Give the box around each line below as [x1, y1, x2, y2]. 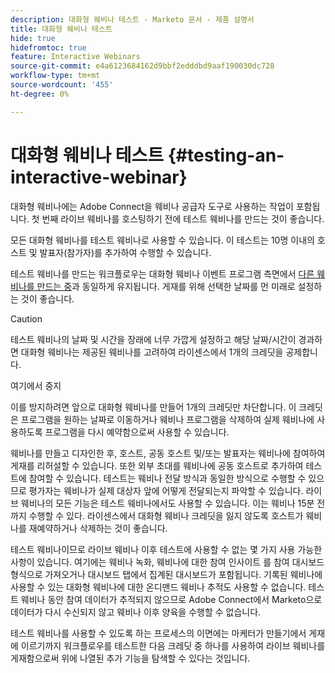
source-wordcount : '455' [10, 80, 114, 90]
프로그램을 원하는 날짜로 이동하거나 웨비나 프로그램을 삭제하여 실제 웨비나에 [20, 413, 315, 425]
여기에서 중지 [10, 379, 62, 391]
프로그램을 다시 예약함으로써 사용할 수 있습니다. [44, 426, 230, 438]
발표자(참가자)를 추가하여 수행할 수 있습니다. [39, 246, 212, 258]
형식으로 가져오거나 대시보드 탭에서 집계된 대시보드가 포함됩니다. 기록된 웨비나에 [10, 568, 323, 580]
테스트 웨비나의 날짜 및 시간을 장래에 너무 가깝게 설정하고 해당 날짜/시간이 [10, 333, 297, 345]
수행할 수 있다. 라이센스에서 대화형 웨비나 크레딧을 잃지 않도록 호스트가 [28, 509, 304, 521]
